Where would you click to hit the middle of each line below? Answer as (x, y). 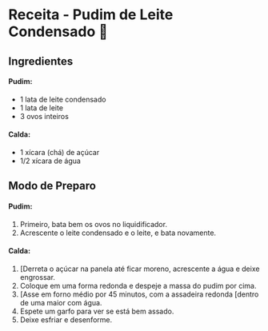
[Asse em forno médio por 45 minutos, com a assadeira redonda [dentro (139, 294)
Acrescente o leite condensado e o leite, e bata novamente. (118, 233)
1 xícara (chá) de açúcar (60, 152)
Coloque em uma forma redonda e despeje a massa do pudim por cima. (138, 285)
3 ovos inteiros (44, 116)
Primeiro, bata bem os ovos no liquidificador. (94, 224)
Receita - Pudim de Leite (91, 15)
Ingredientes (41, 61)
